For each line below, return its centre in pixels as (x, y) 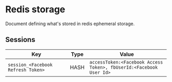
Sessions (20, 40)
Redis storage (35, 9)
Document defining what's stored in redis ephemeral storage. (70, 24)
